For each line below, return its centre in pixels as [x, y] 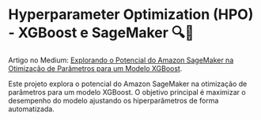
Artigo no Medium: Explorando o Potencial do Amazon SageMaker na [121, 60]
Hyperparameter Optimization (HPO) [131, 15]
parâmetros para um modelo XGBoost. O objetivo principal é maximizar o [127, 92]
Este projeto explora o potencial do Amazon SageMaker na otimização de [128, 84]
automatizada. [32, 109]
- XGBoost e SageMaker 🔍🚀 [101, 33]
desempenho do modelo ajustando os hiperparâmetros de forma [113, 100]
